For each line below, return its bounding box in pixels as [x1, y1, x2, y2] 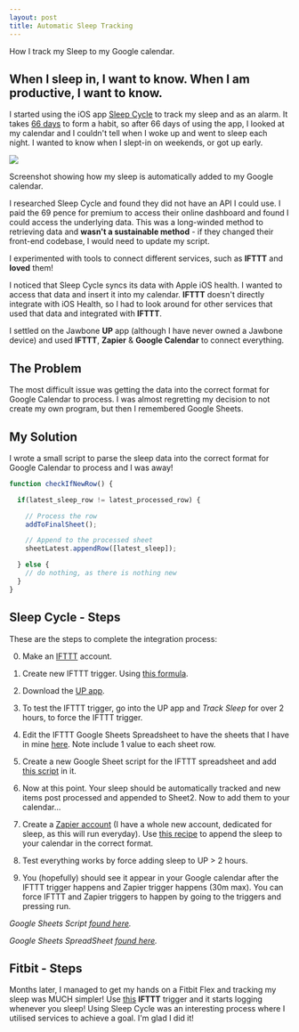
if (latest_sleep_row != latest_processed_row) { [17, 495, 201, 504]
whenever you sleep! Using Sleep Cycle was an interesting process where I [9, 1004, 286, 1014]
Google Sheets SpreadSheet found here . [9, 935, 158, 946]
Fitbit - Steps [9, 961, 83, 976]
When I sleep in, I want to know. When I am [9, 71, 251, 86]
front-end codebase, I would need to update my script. [9, 236, 211, 247]
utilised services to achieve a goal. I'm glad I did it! [9, 1012, 194, 1024]
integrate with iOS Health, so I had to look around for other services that [9, 299, 273, 310]
